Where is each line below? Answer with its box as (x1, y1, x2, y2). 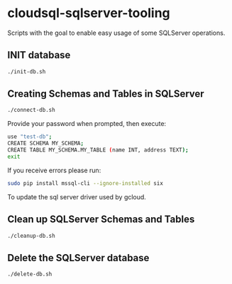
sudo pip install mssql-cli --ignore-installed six (7, 179, 163, 186)
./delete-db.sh (7, 270, 53, 278)
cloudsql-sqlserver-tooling (7, 5, 170, 21)
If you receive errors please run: (7, 166, 101, 174)
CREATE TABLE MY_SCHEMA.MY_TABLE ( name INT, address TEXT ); (7, 147, 189, 154)
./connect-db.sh (7, 107, 55, 114)
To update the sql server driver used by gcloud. (7, 192, 147, 201)
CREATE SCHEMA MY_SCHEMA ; (7, 140, 84, 147)
